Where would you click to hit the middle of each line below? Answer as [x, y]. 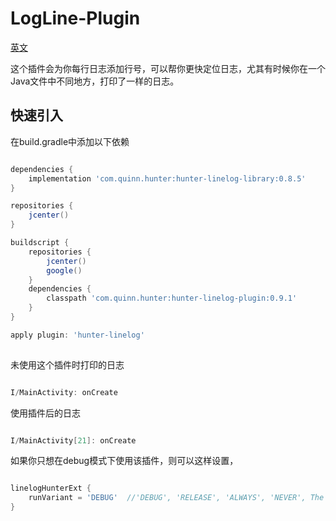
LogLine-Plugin [75, 18]
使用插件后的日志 [45, 413]
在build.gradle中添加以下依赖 [70, 141]
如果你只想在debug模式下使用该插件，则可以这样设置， [124, 461]
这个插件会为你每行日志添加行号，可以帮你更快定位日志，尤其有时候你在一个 [168, 68]
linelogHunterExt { [51, 488]
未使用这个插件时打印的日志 [67, 364]
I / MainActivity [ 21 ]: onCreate [73, 440]
